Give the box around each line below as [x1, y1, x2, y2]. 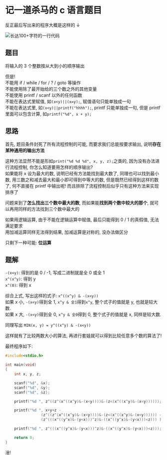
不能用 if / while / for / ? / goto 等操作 [5, 79, 81, 85]
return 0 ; [14, 435, 35, 440]
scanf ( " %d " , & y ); [14, 385, 50, 390]
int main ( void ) [5, 362, 37, 367]
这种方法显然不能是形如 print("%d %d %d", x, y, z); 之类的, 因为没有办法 [5, 158, 156, 164]
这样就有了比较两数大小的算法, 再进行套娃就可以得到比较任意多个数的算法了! [5, 333, 162, 339]
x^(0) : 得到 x [5, 282, 31, 288]
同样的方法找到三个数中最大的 [18, 206, 80, 212]
